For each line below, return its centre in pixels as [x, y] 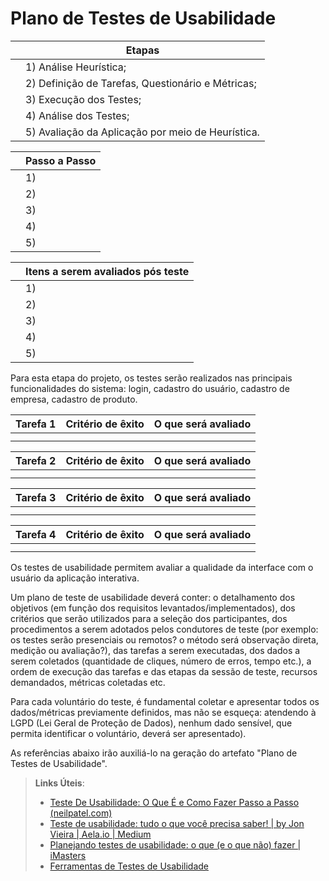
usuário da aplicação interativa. [75, 578]
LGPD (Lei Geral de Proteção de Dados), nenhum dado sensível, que [151, 723]
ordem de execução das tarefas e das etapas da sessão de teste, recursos [164, 671]
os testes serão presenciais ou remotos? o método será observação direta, [164, 639]
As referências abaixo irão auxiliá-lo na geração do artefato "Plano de [154, 753]
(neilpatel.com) [81, 813]
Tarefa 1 [36, 424]
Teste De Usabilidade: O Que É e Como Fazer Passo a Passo [174, 802]
